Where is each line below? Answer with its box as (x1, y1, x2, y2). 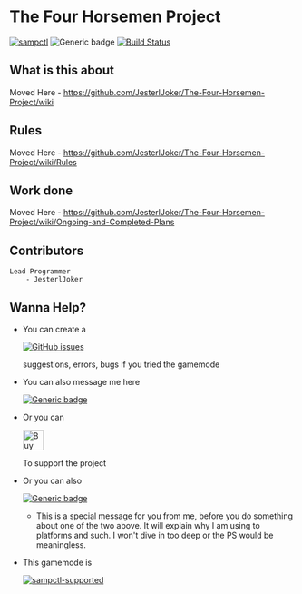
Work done (9, 183, 73, 198)
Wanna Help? (9, 300, 86, 315)
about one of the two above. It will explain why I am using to (35, 520, 260, 530)
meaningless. (35, 540, 86, 550)
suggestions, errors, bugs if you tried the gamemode (22, 359, 220, 370)
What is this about (9, 63, 115, 78)
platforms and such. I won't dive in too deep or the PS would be (35, 530, 274, 540)
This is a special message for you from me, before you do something (35, 510, 293, 521)
